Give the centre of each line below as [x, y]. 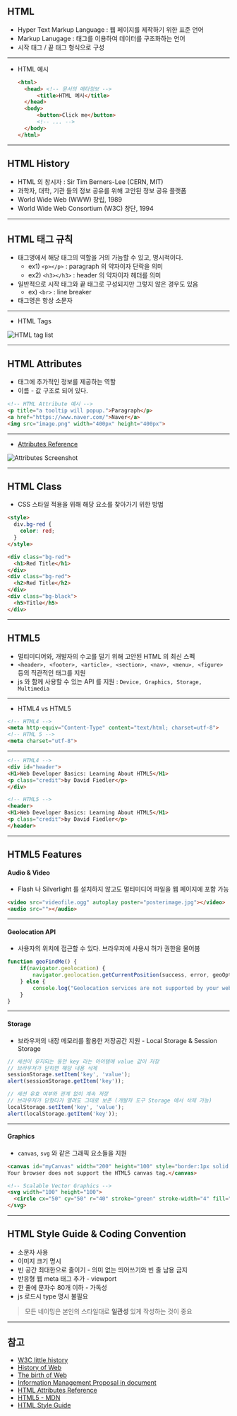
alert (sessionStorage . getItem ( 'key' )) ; [66, 1081]
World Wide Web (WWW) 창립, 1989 [69, 199]
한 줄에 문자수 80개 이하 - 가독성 [62, 1287]
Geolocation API [32, 932]
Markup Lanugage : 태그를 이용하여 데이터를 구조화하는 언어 [101, 38]
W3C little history [43, 1360]
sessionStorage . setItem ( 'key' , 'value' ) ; [69, 1075]
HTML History [39, 164]
